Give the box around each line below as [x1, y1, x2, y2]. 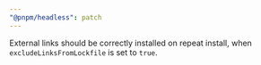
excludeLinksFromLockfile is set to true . [9, 46, 158, 58]
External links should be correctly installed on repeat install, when [9, 37, 253, 48]
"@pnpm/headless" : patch [9, 12, 102, 22]
